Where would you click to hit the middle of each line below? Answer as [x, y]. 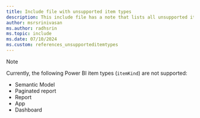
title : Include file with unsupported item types [69, 12]
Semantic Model [35, 84]
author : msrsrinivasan [34, 23]
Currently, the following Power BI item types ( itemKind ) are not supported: [97, 73]
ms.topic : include [29, 34]
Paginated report [35, 91]
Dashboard [29, 110]
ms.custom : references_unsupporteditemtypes [62, 45]
